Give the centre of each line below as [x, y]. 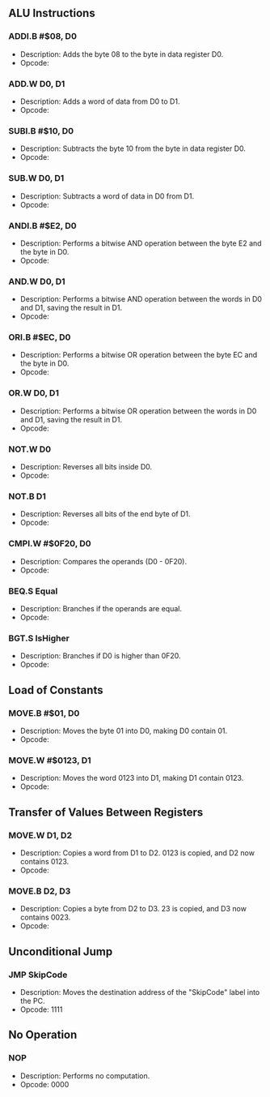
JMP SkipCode [38, 975]
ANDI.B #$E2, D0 [42, 225]
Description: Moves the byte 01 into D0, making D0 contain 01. [124, 731]
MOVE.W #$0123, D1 [50, 760]
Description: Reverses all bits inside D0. [86, 467]
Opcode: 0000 [44, 1084]
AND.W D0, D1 [37, 281]
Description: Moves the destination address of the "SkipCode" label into [140, 992]
